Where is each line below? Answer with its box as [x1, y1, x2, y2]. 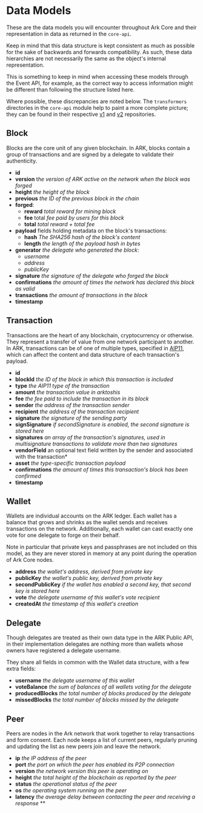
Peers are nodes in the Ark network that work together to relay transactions [6, 730, 195, 737]
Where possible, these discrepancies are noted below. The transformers [6, 98, 187, 105]
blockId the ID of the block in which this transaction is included [15, 376, 174, 383]
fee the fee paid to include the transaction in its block [15, 395, 150, 402]
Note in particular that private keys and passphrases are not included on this [6, 544, 197, 551]
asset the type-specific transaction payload [15, 459, 126, 467]
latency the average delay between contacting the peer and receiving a [15, 793, 196, 800]
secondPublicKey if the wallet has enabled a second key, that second [15, 581, 191, 589]
